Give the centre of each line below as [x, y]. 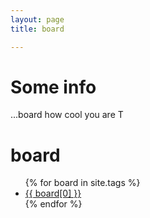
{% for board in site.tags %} [82, 183]
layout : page [37, 19]
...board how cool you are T [67, 115]
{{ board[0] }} [53, 193]
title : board [37, 29]
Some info [53, 87]
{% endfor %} [53, 204]
